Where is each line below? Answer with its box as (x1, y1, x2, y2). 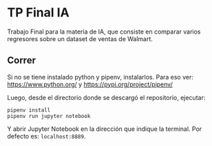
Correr (7, 55, 36, 66)
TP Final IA (7, 5, 70, 21)
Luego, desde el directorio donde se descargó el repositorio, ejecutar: (7, 93, 206, 101)
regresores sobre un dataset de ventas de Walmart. (7, 34, 153, 42)
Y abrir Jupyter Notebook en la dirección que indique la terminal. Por (7, 125, 202, 133)
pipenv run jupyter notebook (7, 112, 91, 119)
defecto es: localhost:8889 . (7, 132, 86, 140)
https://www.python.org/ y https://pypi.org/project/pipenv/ (7, 80, 173, 88)
